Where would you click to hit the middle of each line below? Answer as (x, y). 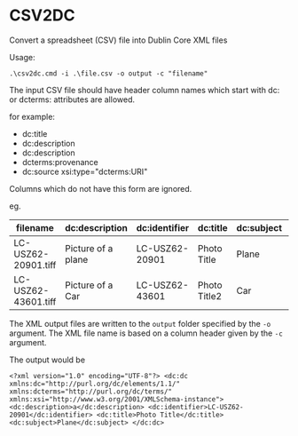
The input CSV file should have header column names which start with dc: (145, 90)
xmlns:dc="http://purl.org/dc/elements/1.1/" (94, 384)
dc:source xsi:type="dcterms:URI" (85, 171)
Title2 (210, 296)
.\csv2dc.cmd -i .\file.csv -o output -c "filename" (109, 73)
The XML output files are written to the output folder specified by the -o (140, 323)
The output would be (47, 360)
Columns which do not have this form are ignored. (101, 188)
